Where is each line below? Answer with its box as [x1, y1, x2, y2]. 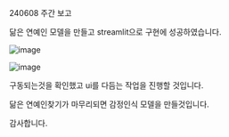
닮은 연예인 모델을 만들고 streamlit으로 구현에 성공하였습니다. [9, 27, 222, 37]
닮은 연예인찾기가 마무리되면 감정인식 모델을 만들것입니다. [9, 99, 209, 109]
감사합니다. [9, 118, 48, 128]
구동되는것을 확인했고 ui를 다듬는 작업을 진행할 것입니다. [9, 80, 204, 91]
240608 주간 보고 [9, 8, 72, 18]
